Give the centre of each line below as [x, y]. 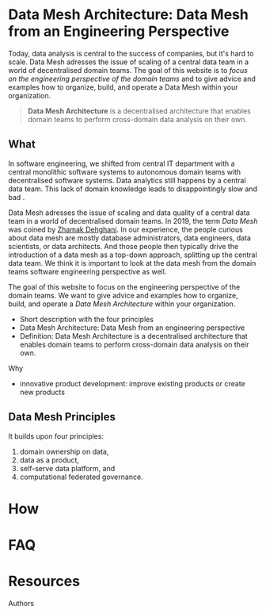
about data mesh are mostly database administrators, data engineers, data [130, 238]
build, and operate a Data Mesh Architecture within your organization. [122, 304]
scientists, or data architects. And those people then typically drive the [123, 246]
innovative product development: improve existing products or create [132, 383]
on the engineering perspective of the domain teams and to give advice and [132, 79]
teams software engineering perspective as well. [87, 271]
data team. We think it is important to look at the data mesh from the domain [132, 263]
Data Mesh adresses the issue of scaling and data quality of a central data [129, 213]
